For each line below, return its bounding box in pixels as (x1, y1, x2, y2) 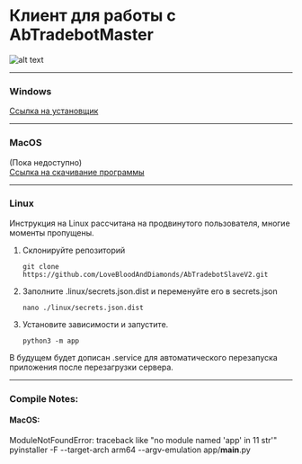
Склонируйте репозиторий (22, 245, 126, 255)
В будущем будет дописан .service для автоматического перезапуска (9, 352, 279, 362)
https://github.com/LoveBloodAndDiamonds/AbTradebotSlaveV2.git (22, 270, 269, 279)
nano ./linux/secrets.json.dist (22, 303, 144, 312)
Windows (9, 85, 52, 97)
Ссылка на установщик (9, 105, 99, 117)
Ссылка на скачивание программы (9, 166, 146, 177)
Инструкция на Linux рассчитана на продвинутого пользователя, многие (9, 218, 290, 228)
